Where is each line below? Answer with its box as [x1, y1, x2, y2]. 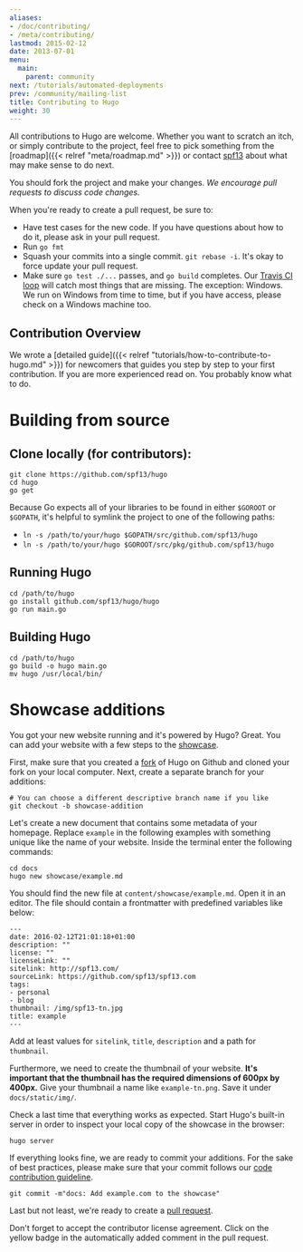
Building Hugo [9, 629, 91, 645]
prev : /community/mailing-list [9, 89, 128, 98]
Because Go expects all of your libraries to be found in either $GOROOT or [9, 502, 276, 513]
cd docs [9, 863, 39, 873]
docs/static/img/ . [9, 1092, 77, 1102]
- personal [9, 987, 51, 997]
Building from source [9, 410, 170, 431]
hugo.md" [9, 359, 47, 370]
